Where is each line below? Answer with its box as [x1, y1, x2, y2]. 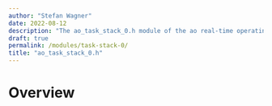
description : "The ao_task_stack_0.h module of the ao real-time [8, 26, 233, 35]
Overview [8, 84, 75, 102]
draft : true [8, 34, 49, 43]
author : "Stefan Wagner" [8, 11, 92, 20]
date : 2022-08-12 [8, 19, 67, 27]
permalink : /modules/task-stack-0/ [8, 42, 129, 50]
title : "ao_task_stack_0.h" [8, 49, 104, 57]
